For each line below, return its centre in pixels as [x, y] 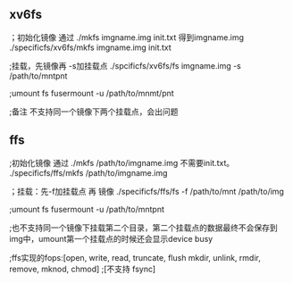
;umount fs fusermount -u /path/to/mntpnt [87, 209]
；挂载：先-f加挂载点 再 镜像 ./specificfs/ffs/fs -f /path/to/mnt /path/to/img [146, 191]
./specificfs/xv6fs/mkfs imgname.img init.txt [90, 47]
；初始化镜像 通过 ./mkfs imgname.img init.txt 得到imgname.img [126, 37]
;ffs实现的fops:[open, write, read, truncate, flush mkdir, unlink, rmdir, [135, 257]
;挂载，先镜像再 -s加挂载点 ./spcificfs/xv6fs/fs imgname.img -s [125, 65]
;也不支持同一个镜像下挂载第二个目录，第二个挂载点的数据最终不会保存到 [144, 228]
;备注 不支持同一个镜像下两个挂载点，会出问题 [94, 112]
